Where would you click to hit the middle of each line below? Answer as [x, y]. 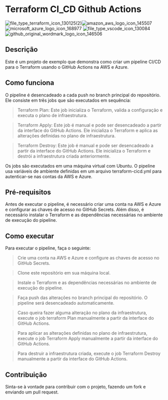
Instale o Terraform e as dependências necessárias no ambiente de [87, 283]
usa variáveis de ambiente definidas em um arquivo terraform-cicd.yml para [83, 171]
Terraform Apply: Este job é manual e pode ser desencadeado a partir [89, 125]
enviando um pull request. [32, 392]
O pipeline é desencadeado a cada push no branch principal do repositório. [83, 95]
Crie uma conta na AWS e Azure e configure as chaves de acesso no [88, 258]
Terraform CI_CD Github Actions [73, 9]
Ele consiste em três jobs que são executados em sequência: [68, 100]
